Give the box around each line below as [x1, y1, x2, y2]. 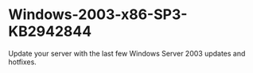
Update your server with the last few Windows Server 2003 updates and [8, 48, 246, 58]
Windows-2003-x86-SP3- [8, 6, 188, 24]
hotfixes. [8, 57, 37, 67]
